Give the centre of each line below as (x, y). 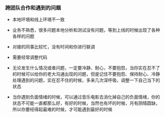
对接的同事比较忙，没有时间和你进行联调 (54, 47)
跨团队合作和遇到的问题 (33, 7)
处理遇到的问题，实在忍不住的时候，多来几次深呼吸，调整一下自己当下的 (86, 80)
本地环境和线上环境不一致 (38, 20)
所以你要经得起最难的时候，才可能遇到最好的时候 (62, 110)
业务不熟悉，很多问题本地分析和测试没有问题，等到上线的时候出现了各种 (86, 30)
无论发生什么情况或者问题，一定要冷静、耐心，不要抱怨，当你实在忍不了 (86, 68)
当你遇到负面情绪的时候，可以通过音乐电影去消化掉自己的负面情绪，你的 (86, 97)
